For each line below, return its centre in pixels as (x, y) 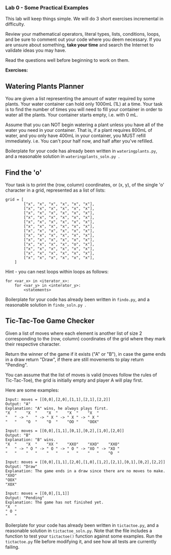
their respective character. (33, 344)
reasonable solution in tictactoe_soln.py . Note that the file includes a (79, 530)
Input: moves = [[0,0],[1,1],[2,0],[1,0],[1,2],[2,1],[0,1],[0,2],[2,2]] (86, 462)
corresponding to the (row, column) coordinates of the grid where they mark (86, 338)
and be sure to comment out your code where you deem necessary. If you (83, 39)
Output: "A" (18, 404)
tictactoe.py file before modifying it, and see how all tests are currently (81, 541)
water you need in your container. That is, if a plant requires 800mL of (79, 130)
